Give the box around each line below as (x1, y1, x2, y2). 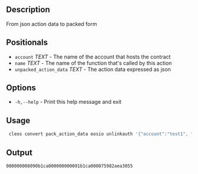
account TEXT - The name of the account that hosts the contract (14, 53, 171, 60)
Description (6, 5, 50, 15)
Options (6, 83, 37, 93)
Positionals (6, 38, 48, 48)
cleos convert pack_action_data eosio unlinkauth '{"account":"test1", (8, 131, 189, 137)
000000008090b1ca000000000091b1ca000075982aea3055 (6, 163, 133, 169)
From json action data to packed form (6, 20, 97, 27)
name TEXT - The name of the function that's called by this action (14, 59, 172, 67)
